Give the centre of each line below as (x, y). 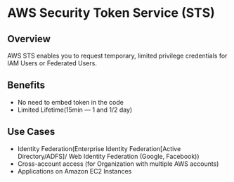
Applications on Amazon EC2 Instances (74, 171)
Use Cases (31, 132)
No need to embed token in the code (71, 102)
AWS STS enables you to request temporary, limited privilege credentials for (117, 56)
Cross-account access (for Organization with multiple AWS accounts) (118, 164)
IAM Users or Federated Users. (52, 63)
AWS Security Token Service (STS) (111, 13)
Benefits (26, 85)
